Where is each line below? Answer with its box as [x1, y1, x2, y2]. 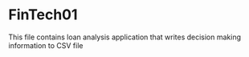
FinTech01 [8, 6, 78, 24]
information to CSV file [8, 40, 84, 50]
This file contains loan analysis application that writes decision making [8, 32, 242, 42]
